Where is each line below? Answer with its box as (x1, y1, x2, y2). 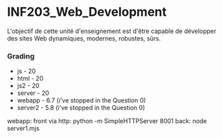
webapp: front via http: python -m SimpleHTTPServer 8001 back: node (7, 117, 207, 125)
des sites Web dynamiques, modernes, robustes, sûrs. (7, 34, 161, 42)
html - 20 (16, 74, 43, 83)
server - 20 (16, 89, 49, 97)
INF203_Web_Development (7, 4, 167, 20)
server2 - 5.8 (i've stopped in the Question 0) (16, 104, 145, 112)
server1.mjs (7, 125, 40, 133)
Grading (7, 51, 35, 61)
